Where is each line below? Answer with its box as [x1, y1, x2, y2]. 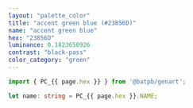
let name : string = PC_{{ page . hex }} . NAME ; [8, 92, 158, 100]
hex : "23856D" [8, 33, 56, 42]
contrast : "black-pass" [8, 48, 87, 56]
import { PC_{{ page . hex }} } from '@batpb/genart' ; [8, 77, 187, 86]
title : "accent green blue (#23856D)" [8, 19, 137, 27]
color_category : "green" [8, 56, 91, 64]
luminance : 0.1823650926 [8, 41, 91, 49]
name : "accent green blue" [8, 26, 98, 34]
